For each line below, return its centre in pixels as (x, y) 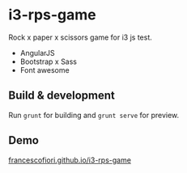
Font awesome (45, 70)
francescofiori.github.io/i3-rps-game (70, 160)
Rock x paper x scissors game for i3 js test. (80, 37)
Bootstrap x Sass (49, 61)
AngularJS (37, 53)
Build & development (62, 96)
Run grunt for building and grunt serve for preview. (94, 115)
